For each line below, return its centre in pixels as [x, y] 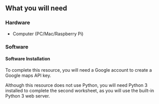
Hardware [18, 23]
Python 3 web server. [28, 96]
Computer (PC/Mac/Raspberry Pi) [48, 34]
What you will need [36, 8]
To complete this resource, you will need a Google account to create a [79, 70]
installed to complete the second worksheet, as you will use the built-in [80, 90]
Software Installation [28, 59]
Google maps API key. [28, 75]
